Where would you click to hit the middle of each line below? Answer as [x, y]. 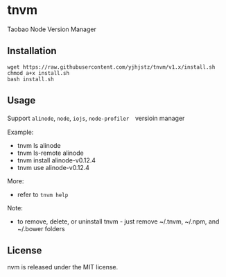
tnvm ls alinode [39, 145]
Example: [20, 132]
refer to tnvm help [43, 194]
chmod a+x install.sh [38, 73]
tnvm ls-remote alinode [51, 153]
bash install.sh [31, 79]
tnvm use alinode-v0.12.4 [53, 167]
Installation [32, 51]
